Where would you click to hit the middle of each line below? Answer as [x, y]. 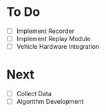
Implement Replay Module [53, 39]
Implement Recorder [45, 31]
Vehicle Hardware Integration [58, 47]
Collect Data [34, 94]
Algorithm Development [50, 102]
